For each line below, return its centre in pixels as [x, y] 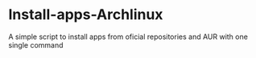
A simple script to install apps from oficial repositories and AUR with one [128, 37]
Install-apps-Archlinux [86, 15]
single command [36, 44]
